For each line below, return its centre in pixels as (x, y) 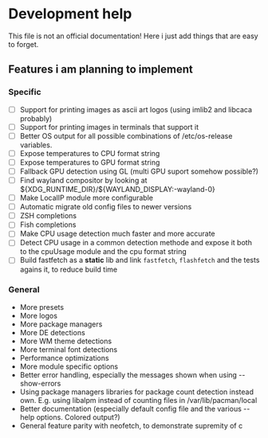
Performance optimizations (64, 358)
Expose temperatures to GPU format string (90, 162)
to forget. (24, 44)
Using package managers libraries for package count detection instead (136, 392)
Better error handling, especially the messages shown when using (128, 374)
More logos (39, 315)
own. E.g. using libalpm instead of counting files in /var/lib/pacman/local (138, 400)
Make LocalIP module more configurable (87, 198)
